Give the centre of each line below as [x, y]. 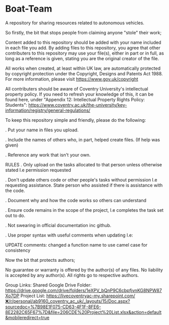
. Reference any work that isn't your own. [48, 155]
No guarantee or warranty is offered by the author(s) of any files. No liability [84, 270]
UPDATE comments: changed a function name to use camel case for [76, 245]
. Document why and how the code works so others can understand [76, 200]
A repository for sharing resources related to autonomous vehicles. [75, 23]
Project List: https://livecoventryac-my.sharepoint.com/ [78, 296]
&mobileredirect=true [27, 317]
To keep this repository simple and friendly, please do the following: [76, 120]
